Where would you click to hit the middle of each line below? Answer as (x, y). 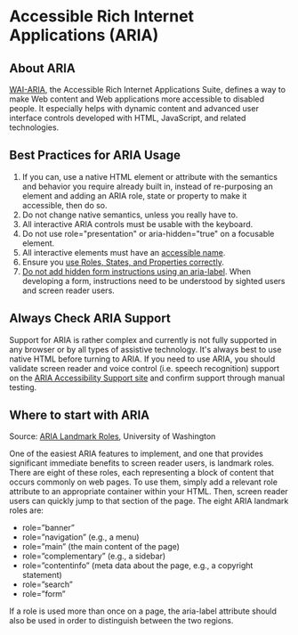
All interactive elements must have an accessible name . (124, 252)
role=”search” (47, 584)
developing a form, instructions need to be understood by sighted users (153, 281)
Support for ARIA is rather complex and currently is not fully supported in (143, 339)
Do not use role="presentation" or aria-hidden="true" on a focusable (148, 233)
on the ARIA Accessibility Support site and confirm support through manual (147, 378)
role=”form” (44, 594)
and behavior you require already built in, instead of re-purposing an (147, 186)
